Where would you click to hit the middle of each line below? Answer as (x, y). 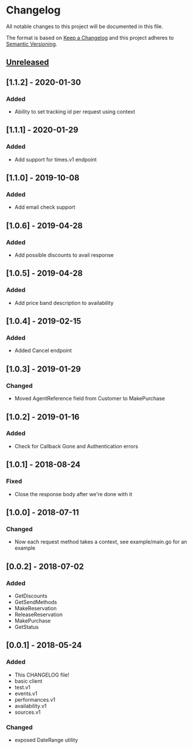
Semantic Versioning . (32, 44)
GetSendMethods (36, 602)
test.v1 (22, 687)
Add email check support (45, 207)
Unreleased (28, 62)
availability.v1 (30, 706)
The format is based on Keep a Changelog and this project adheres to (90, 37)
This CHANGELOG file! (42, 675)
